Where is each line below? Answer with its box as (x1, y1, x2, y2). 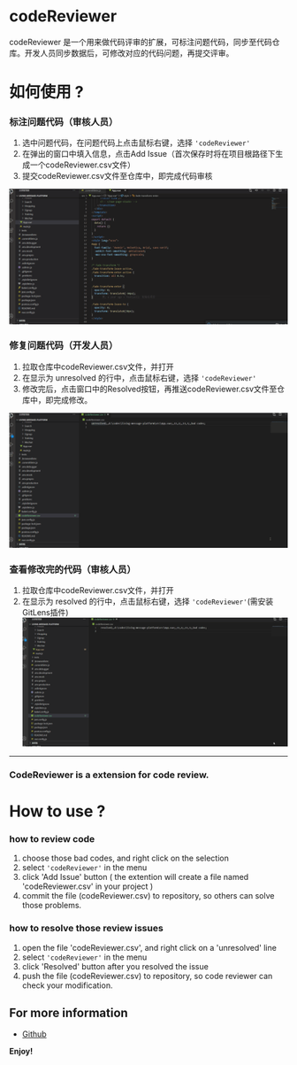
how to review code (9, 832, 95, 845)
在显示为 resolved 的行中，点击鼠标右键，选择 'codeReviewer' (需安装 (21, 596, 274, 607)
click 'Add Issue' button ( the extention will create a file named (21, 872, 249, 883)
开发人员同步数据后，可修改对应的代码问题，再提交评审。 (24, 47, 234, 58)
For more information (9, 1005, 128, 1020)
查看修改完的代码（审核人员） (9, 563, 137, 575)
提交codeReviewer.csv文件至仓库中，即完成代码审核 (21, 171, 213, 181)
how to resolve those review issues (9, 922, 164, 935)
